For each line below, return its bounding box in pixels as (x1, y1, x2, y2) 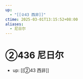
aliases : (5, 21, 24, 27)
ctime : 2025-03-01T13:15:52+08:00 (5, 17, 78, 22)
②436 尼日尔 (5, 50, 64, 61)
